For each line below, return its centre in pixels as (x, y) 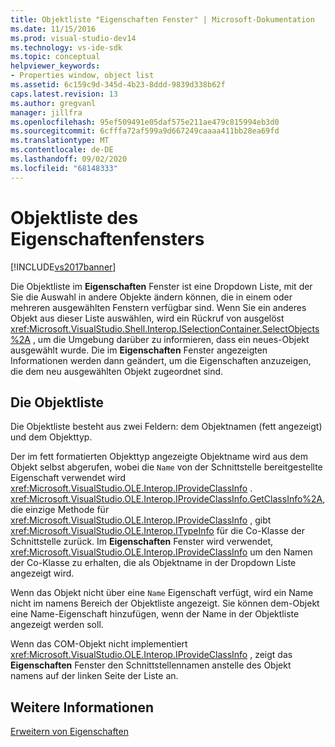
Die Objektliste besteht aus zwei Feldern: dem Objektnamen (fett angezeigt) (166, 427)
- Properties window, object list (82, 76)
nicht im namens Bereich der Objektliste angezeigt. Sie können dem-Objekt (165, 603)
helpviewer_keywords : (55, 66)
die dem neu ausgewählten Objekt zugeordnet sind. (117, 371)
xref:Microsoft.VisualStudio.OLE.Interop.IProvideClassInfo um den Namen (161, 552)
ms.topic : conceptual (55, 57)
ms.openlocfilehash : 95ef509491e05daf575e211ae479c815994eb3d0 (145, 122)
